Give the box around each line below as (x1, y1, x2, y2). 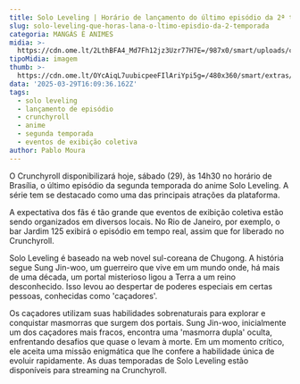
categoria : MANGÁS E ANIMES (9, 29, 114, 38)
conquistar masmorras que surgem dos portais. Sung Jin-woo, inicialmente (9, 317, 287, 328)
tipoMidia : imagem (9, 54, 78, 63)
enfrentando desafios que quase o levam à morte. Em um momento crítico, (9, 336, 285, 346)
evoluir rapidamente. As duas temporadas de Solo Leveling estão (9, 355, 249, 366)
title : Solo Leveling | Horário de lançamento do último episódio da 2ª (9, 13, 286, 22)
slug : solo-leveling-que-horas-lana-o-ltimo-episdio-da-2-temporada (9, 21, 270, 30)
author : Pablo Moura (9, 146, 87, 154)
